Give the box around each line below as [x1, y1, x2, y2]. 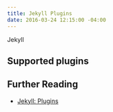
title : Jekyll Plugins [7, 10, 72, 17]
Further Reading [7, 78, 79, 90]
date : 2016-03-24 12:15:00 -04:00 [7, 16, 107, 23]
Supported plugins [7, 55, 90, 67]
